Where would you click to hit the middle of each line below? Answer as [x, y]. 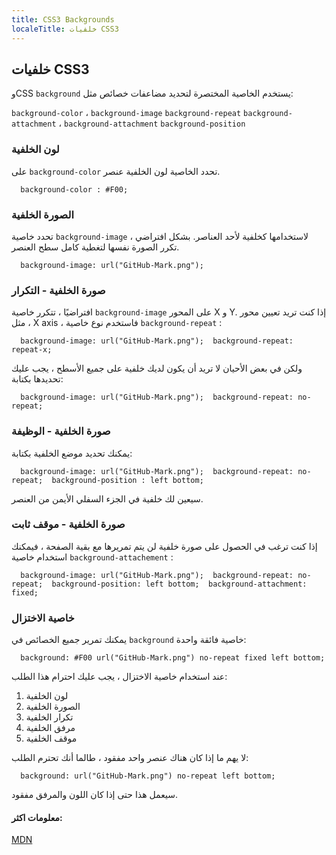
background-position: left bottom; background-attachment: [179, 584]
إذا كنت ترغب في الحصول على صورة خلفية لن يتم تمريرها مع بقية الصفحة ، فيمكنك [164, 546]
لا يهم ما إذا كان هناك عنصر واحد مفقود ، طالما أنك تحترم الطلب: [130, 758]
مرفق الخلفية [50, 728]
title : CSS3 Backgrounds [63, 19]
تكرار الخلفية [49, 717]
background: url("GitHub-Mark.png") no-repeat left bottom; [148, 776]
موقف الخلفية [51, 738]
